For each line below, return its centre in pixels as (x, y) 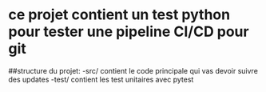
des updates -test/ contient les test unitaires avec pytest (101, 79)
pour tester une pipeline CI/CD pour (129, 32)
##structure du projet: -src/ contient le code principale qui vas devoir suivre (133, 70)
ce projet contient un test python (119, 15)
